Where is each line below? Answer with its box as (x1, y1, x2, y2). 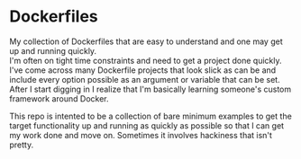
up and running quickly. (9, 45, 97, 56)
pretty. (9, 139, 34, 150)
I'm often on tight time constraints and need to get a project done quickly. (9, 55, 282, 66)
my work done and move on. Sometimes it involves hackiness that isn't (9, 129, 273, 140)
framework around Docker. (9, 93, 110, 104)
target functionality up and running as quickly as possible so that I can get (9, 119, 285, 131)
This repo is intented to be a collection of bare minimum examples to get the (9, 110, 293, 121)
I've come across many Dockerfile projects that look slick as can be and (9, 65, 277, 75)
